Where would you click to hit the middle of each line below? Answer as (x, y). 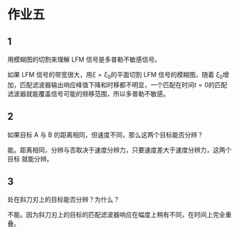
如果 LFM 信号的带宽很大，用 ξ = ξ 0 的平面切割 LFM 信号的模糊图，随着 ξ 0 (115, 76)
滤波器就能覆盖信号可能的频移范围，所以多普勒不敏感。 (88, 93)
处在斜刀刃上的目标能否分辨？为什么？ (63, 200)
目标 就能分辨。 (30, 158)
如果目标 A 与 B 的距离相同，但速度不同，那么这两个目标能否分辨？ (106, 134)
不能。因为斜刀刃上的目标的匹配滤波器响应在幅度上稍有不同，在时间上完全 (116, 215)
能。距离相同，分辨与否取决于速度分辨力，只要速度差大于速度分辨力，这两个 (119, 150)
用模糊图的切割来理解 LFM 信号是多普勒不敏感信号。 (84, 59)
